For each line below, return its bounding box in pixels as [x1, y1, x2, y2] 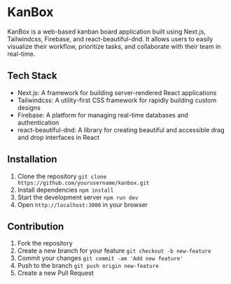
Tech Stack [7, 70, 57, 82]
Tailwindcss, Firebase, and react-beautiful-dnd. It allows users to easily [7, 34, 213, 43]
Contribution [7, 220, 64, 232]
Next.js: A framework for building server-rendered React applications [17, 88, 217, 97]
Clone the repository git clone [17, 172, 107, 180]
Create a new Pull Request [17, 269, 94, 277]
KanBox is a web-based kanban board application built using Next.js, [7, 27, 206, 36]
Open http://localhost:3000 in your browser [17, 200, 148, 208]
